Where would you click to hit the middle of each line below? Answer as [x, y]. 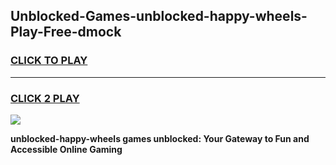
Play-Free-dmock [66, 32]
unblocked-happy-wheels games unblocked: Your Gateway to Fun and [160, 138]
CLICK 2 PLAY [45, 98]
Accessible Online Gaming [66, 149]
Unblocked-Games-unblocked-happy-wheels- [159, 16]
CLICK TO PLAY [49, 61]
